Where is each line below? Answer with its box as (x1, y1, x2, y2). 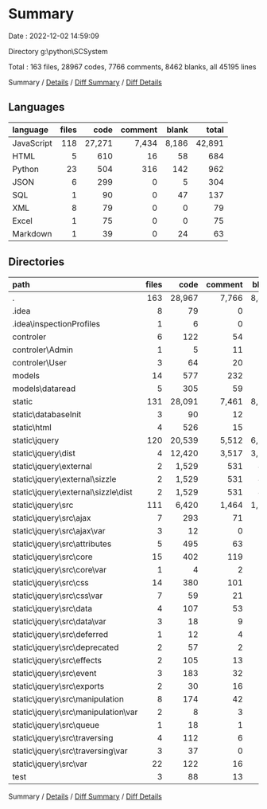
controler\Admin (12, 344, 74, 355)
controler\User (12, 357, 68, 368)
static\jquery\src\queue (12, 719, 100, 730)
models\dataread (12, 383, 76, 394)
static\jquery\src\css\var (12, 590, 103, 601)
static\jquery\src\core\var (12, 564, 107, 575)
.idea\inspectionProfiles (12, 318, 101, 329)
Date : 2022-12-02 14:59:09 (8, 31, 99, 41)
